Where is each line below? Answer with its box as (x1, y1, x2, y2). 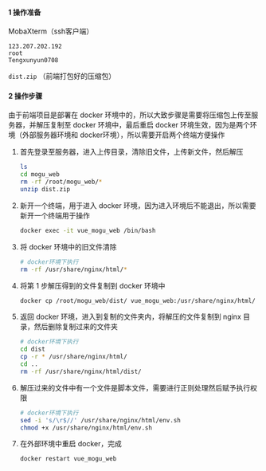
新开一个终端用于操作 (19, 210, 90, 220)
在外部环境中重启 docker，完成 (19, 439, 122, 449)
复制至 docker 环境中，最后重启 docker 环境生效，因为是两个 (49, 120, 251, 130)
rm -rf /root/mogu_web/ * (19, 178, 103, 186)
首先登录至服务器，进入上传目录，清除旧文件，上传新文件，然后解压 (19, 147, 244, 157)
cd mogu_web (19, 171, 60, 179)
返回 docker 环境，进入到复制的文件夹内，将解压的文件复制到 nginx (19, 312, 241, 322)
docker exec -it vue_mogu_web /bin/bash (19, 226, 156, 234)
